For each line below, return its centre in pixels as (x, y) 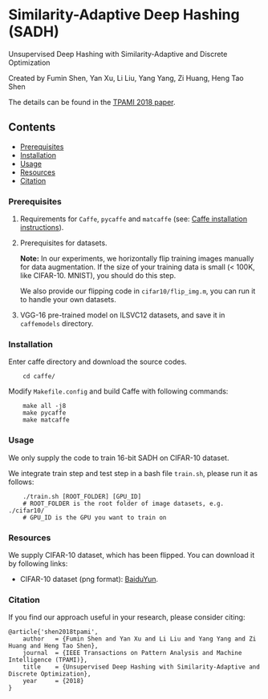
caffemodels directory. (57, 324)
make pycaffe (45, 413)
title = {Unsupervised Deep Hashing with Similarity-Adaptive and (142, 667)
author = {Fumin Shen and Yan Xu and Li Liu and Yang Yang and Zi (140, 639)
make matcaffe (46, 420)
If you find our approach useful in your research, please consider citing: (127, 617)
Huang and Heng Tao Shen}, (53, 646)
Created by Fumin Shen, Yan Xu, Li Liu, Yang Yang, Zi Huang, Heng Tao (126, 78)
